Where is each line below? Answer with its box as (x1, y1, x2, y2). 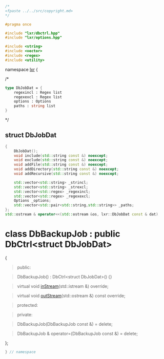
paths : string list (14, 104, 56, 108)
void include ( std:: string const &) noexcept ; (14, 153, 108, 158)
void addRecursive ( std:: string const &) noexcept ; (14, 171, 119, 176)
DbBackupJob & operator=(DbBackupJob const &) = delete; (17, 330, 138, 337)
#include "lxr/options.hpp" (5, 35, 62, 40)
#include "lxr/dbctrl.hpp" (5, 31, 60, 36)
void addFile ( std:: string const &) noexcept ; (14, 162, 108, 167)
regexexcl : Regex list (14, 94, 62, 100)
